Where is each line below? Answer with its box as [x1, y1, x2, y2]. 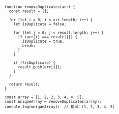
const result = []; [9, 9, 49, 14]
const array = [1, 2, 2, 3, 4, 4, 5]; [4, 95, 84, 100]
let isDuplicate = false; [13, 22, 67, 27]
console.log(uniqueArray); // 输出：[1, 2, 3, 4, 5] [4, 104, 115, 109]
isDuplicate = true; [22, 39, 64, 44]
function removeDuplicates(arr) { [4, 4, 76, 9]
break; [22, 43, 36, 48]
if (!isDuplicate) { [13, 60, 56, 65]
